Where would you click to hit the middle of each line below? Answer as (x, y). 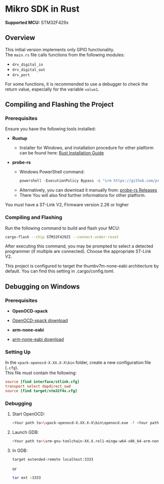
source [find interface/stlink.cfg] (42, 382)
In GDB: (20, 451)
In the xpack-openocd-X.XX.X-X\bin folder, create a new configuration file (78, 363)
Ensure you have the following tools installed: (51, 129)
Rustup (20, 138)
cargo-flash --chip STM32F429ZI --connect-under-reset (62, 237)
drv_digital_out (29, 70)
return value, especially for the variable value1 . (52, 89)
